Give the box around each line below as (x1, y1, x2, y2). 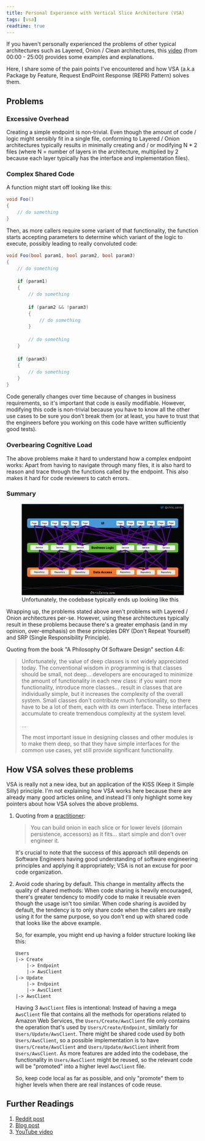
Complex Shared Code (6, 169, 75, 178)
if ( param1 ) (17, 278, 48, 284)
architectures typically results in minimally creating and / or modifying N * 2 (6, 142, 198, 149)
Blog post (15, 1121, 40, 1129)
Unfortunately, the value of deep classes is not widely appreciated (21, 658, 188, 665)
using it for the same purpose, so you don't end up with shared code (15, 912, 188, 920)
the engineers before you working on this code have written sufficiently (6, 419, 187, 426)
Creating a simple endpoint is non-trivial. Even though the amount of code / (6, 129, 197, 136)
